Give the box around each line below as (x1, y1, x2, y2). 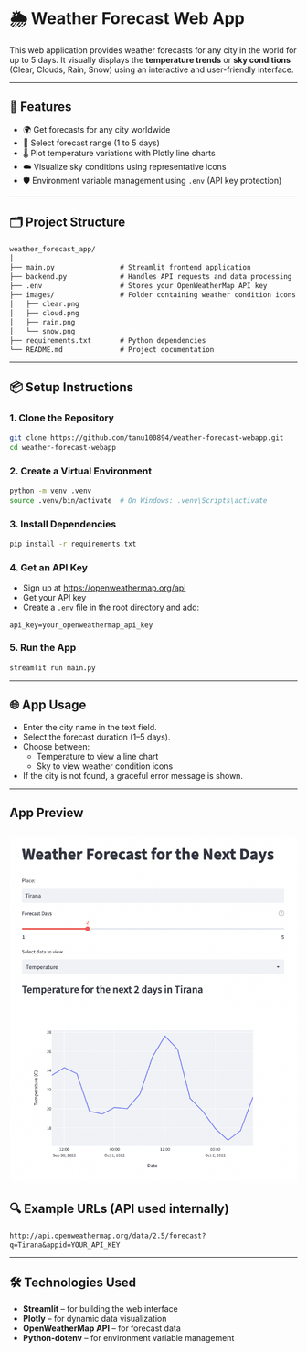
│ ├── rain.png (9, 317, 76, 326)
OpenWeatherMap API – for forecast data (22, 1323, 181, 1334)
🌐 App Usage (9, 697, 87, 713)
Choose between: (22, 740, 90, 751)
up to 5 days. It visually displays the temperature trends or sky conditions (9, 54, 291, 65)
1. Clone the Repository (9, 411, 114, 424)
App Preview (9, 804, 84, 820)
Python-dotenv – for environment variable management (22, 1333, 235, 1344)
